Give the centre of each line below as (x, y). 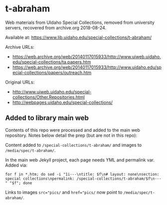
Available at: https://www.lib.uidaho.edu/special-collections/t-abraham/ (79, 37)
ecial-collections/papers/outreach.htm (52, 72)
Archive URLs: (20, 47)
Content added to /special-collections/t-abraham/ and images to (74, 145)
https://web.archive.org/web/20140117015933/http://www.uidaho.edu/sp (87, 67)
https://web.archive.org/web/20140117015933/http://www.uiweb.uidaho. (86, 56)
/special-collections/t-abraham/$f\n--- (119, 179)
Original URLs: (20, 82)
